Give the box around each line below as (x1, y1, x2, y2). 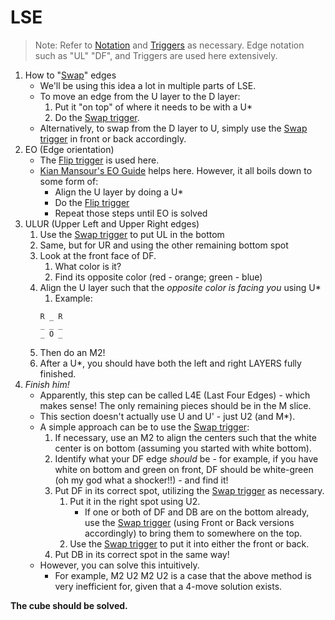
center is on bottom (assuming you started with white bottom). (54, 442, 312, 454)
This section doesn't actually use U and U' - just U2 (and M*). (39, 410, 296, 422)
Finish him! (24, 378, 70, 390)
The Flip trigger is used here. (39, 154, 160, 166)
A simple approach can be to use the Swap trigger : (39, 421, 250, 433)
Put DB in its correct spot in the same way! (54, 548, 230, 560)
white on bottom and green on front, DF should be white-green (54, 463, 314, 475)
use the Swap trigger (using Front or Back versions (84, 516, 295, 528)
